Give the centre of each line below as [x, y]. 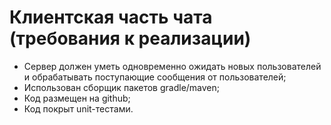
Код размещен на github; [77, 98]
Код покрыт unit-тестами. [78, 108]
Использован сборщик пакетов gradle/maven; [122, 87]
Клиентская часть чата [111, 17]
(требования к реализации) [130, 38]
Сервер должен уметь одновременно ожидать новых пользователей [172, 66]
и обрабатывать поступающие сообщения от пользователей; [155, 77]
